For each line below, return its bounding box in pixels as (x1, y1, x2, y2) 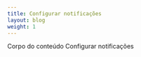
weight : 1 (7, 23, 36, 30)
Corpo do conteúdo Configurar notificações (7, 42, 135, 51)
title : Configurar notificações (7, 10, 102, 17)
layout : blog (7, 17, 46, 24)
